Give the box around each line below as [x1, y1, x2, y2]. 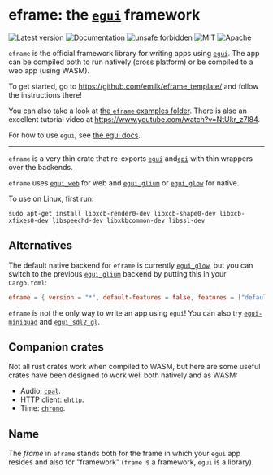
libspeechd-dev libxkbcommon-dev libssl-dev [51, 216, 206, 224]
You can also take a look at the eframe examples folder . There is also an [8, 106, 248, 115]
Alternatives [8, 238, 73, 253]
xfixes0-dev [8, 216, 49, 224]
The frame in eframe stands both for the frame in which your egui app [8, 449, 241, 459]
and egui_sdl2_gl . [39, 316, 100, 326]
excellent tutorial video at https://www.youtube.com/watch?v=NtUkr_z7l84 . [8, 114, 261, 124]
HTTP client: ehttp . [19, 394, 84, 404]
